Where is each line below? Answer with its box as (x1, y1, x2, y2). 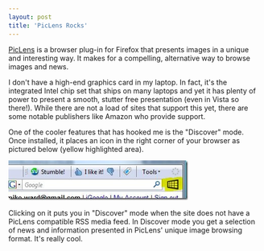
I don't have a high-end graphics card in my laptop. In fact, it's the (8, 77, 228, 87)
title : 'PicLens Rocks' (8, 21, 89, 30)
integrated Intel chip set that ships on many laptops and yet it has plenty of (8, 85, 256, 96)
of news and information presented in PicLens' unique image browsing (8, 225, 243, 235)
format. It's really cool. (8, 233, 83, 243)
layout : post (8, 13, 52, 21)
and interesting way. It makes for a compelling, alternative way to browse (8, 53, 251, 63)
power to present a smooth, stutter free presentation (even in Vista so (8, 94, 240, 104)
